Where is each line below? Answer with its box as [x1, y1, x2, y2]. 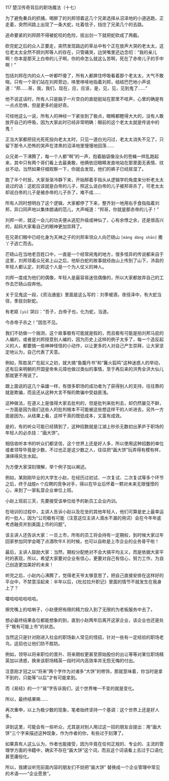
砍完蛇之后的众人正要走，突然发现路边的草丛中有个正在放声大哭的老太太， [5, 43, 159, 49]
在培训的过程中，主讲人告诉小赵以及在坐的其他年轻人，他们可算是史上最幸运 [5, 509, 164, 514]
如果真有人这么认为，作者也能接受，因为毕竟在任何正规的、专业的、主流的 [5, 741, 159, 747]
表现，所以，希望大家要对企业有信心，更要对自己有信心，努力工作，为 [14, 555, 159, 561]
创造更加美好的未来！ [9, 562, 54, 567]
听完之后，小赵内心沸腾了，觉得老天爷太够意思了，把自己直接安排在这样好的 [5, 572, 164, 578]
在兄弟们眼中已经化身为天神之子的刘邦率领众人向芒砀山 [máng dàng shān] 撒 [5, 234, 163, 240]
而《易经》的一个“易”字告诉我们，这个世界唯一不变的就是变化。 [5, 686, 137, 691]
